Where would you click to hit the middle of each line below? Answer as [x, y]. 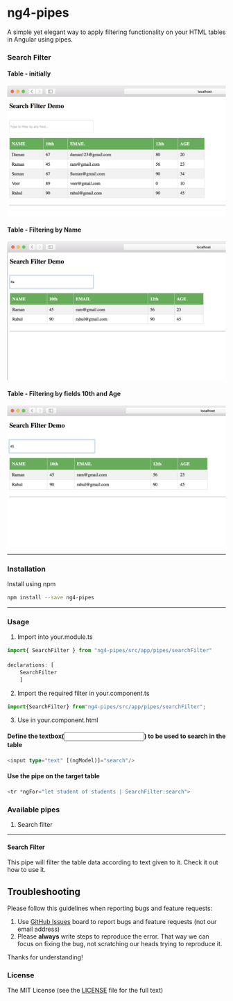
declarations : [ [31, 665]
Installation [27, 569]
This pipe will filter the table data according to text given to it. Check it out [113, 862]
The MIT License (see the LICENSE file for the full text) [85, 991]
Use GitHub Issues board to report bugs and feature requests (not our [117, 922]
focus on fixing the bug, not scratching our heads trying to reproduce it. [120, 944]
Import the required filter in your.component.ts [83, 693]
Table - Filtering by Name [44, 230]
